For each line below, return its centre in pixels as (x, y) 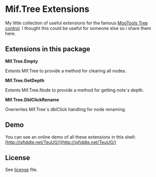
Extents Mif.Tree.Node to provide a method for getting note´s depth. (75, 90)
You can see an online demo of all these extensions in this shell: (70, 137)
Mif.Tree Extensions (47, 9)
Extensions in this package (48, 49)
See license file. (22, 170)
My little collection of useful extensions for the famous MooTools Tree (77, 23)
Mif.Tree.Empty (22, 61)
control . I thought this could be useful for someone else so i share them (78, 28)
